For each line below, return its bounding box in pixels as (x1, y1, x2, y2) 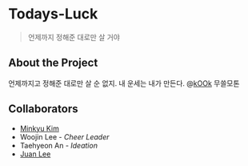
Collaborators (8, 102, 78, 116)
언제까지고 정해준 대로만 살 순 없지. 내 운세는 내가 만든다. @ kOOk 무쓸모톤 (8, 78, 240, 88)
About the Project (8, 56, 98, 70)
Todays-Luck (8, 5, 98, 23)
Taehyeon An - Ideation (19, 140, 98, 150)
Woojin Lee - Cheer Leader (19, 132, 110, 141)
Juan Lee (19, 149, 51, 159)
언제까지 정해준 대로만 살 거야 (27, 32, 120, 42)
